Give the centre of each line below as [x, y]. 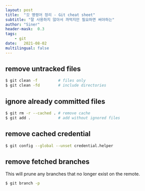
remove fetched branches [47, 162]
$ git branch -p [23, 183]
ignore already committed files [55, 101]
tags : [11, 34]
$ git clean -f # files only [46, 81]
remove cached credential [48, 134]
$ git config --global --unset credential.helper [59, 146]
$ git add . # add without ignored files [63, 118]
